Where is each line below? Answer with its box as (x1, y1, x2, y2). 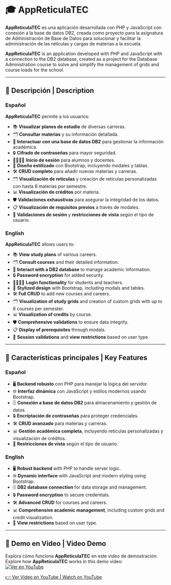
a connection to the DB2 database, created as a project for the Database (5, 56, 158, 62)
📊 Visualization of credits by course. (12, 311, 93, 317)
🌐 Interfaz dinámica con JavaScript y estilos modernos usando (12, 388, 147, 394)
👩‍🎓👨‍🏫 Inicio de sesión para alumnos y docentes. (12, 157, 116, 163)
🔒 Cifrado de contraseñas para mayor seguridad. (12, 149, 117, 156)
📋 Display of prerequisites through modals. (12, 326, 106, 333)
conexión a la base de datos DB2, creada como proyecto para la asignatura (5, 30, 163, 36)
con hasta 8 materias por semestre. (12, 183, 88, 189)
